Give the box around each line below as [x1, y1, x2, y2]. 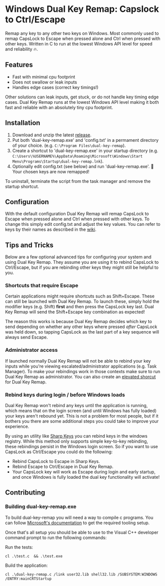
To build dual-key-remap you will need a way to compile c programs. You [5, 514, 154, 520]
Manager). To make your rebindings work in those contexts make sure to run [5, 368, 161, 374]
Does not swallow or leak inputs [12, 79, 77, 85]
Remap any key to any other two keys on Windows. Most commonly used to [5, 30, 159, 36]
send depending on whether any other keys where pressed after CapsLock [5, 324, 158, 330]
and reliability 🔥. [5, 46, 38, 52]
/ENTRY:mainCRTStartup [5, 576, 52, 581]
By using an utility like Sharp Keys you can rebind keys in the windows [5, 433, 148, 439]
